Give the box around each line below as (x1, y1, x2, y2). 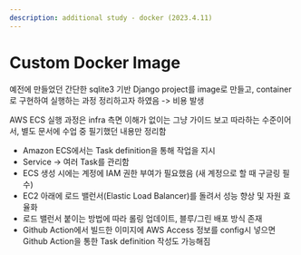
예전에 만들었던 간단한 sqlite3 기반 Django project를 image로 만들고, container (9, 83, 292, 94)
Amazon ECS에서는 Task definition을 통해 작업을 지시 (22, 144, 216, 155)
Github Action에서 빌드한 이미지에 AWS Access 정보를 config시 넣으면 (22, 224, 277, 235)
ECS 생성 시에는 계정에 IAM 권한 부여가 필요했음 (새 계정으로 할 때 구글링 (22, 167, 281, 178)
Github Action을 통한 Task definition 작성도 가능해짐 (22, 235, 211, 246)
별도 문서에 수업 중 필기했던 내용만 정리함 (21, 125, 167, 136)
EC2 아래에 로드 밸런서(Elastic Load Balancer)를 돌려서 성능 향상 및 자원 (22, 190, 282, 201)
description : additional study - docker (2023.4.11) (9, 13, 213, 23)
